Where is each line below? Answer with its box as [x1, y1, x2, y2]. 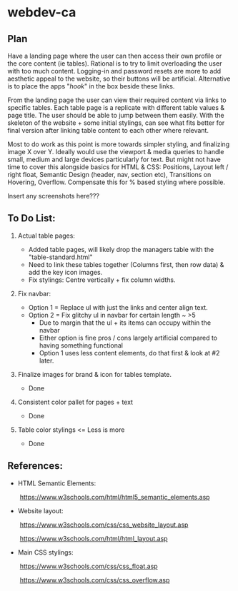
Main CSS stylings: [17, 547, 74, 557]
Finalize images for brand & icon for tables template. [17, 370, 172, 378]
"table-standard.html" [28, 253, 93, 261]
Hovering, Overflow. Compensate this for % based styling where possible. [7, 178, 226, 186]
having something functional [39, 340, 124, 350]
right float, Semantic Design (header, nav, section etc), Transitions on [7, 171, 212, 178]
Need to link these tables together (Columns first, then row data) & [28, 260, 224, 268]
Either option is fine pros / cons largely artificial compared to [39, 333, 218, 342]
